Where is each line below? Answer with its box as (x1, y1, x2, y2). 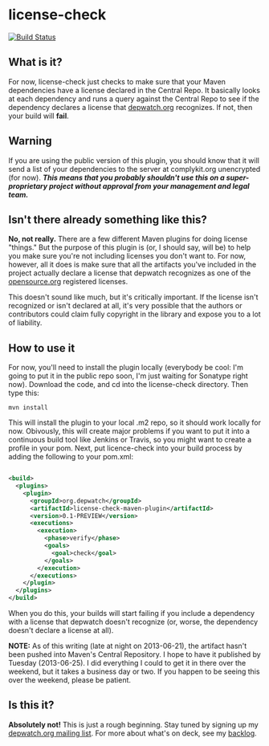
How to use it (8, 341, 75, 355)
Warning (8, 134, 52, 148)
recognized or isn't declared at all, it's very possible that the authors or (8, 301, 243, 311)
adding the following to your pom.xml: (8, 452, 134, 462)
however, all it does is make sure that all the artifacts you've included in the (8, 259, 257, 270)
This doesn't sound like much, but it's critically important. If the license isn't (8, 292, 259, 302)
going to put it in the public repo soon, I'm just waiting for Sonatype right (8, 371, 249, 381)
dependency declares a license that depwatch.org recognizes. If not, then (8, 102, 253, 112)
